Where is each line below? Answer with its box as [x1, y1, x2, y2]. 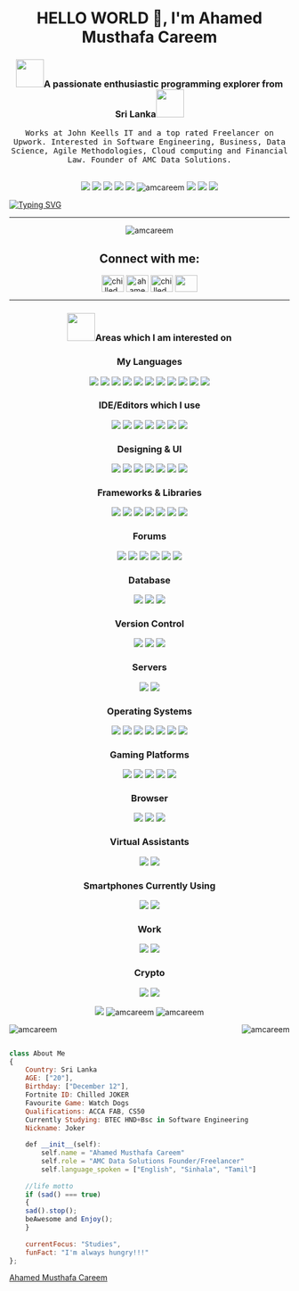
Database [128, 574, 171, 586]
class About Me [9, 1048, 66, 1058]
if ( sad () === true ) [25, 1190, 101, 1199]
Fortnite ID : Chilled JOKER [25, 1090, 129, 1100]
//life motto [25, 1181, 74, 1190]
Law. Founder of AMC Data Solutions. [67, 155, 232, 165]
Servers [132, 661, 167, 674]
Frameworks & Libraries [97, 486, 202, 499]
